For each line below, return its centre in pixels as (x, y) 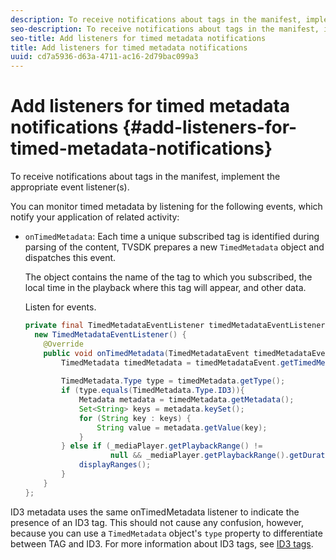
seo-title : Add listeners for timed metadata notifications (138, 38)
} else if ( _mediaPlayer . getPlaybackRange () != (162, 446)
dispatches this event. (70, 258)
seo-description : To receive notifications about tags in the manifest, (165, 29)
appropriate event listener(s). (70, 187)
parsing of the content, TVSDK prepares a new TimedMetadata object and (174, 247)
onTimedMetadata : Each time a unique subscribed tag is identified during (172, 237)
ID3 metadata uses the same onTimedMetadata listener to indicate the (155, 512)
